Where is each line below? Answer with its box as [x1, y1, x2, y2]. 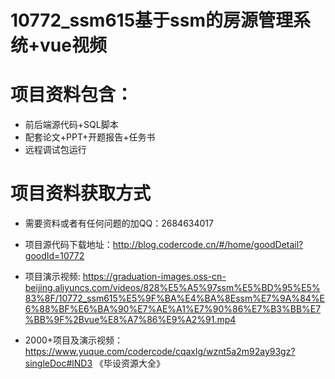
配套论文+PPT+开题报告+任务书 [24, 131, 156, 143]
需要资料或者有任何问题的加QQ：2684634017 [24, 217, 214, 230]
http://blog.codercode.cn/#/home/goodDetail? [112, 239, 304, 251]
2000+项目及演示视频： [24, 334, 124, 346]
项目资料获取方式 [10, 182, 152, 205]
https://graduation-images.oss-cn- [82, 271, 227, 283]
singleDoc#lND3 [24, 357, 93, 370]
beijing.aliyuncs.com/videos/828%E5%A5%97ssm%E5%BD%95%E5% [24, 282, 321, 294]
